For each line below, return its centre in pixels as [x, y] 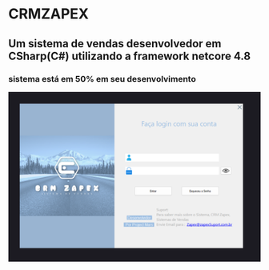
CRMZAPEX [49, 14]
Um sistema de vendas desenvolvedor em [115, 44]
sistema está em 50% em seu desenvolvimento [102, 79]
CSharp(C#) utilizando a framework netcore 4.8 [129, 56]
